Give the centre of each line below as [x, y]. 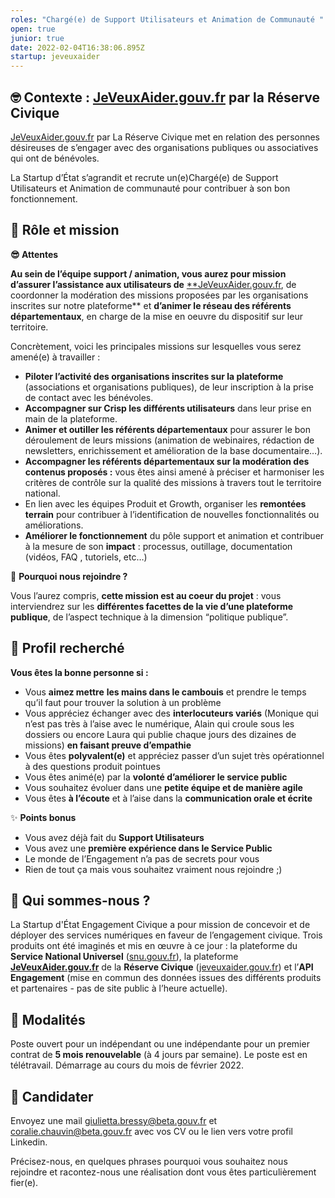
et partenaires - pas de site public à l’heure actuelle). [119, 988]
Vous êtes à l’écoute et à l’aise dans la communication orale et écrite [168, 798]
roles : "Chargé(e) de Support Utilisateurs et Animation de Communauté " [167, 19]
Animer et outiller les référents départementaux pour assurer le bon [168, 429]
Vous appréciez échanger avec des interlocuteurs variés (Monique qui [171, 713]
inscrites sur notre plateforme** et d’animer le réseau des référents [151, 305]
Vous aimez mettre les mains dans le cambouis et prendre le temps [165, 692]
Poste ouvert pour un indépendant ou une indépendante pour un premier [160, 1044]
